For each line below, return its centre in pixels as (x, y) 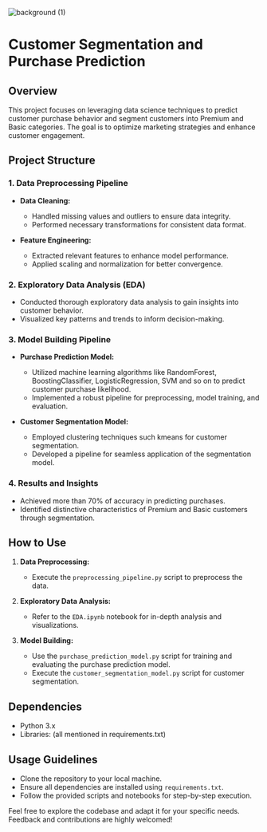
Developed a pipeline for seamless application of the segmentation (141, 454)
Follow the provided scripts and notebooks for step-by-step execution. (136, 796)
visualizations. (55, 625)
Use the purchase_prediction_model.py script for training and (132, 656)
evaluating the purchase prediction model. (101, 664)
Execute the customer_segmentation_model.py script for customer (138, 673)
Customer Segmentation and (106, 45)
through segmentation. (57, 518)
